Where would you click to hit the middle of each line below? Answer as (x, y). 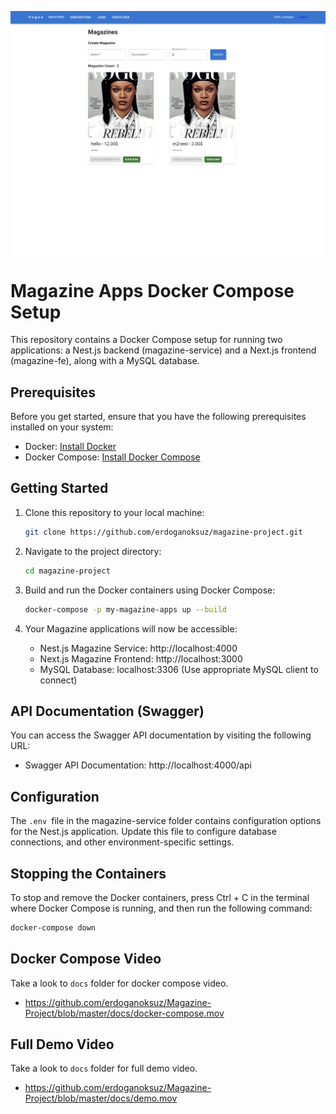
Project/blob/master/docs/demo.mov (101, 1098)
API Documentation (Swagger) (107, 711)
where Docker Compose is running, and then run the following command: (161, 908)
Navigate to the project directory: (93, 551)
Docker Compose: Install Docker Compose (112, 457)
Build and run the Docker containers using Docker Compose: (150, 590)
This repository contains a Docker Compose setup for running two (146, 340)
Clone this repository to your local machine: (114, 512)
